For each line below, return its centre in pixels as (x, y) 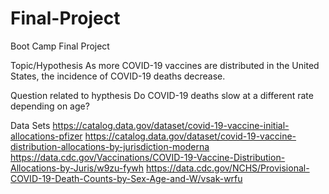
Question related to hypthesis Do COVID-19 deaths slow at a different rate (162, 95)
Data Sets (30, 125)
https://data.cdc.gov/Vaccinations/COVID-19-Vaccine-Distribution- (148, 157)
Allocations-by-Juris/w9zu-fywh (77, 168)
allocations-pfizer (46, 136)
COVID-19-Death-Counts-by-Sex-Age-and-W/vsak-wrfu (126, 178)
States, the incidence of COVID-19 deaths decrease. (118, 76)
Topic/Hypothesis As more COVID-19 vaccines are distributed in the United (165, 65)
